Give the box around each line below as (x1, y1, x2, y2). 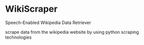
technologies (5, 34, 32, 40)
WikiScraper (5, 3, 58, 15)
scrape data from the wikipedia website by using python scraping (5, 29, 139, 35)
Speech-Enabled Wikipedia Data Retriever (5, 20, 91, 25)
